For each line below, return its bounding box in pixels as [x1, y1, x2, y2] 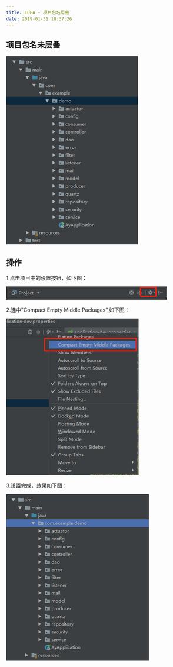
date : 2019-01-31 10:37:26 [6, 15, 72, 22]
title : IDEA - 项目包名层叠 [6, 9, 69, 15]
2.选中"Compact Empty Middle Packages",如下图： [6, 306, 130, 313]
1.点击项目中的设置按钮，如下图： [6, 274, 87, 281]
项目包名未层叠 [6, 40, 61, 50]
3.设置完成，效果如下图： [6, 482, 68, 489]
